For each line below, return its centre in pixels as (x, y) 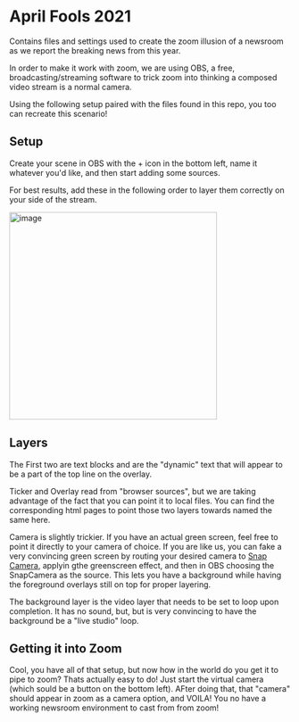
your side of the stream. (53, 199)
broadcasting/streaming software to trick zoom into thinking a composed (143, 77)
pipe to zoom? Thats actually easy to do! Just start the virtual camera (137, 679)
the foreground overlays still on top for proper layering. (110, 584)
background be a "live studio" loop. (75, 620)
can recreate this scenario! (58, 113)
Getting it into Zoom (66, 648)
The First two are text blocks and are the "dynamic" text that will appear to (146, 464)
